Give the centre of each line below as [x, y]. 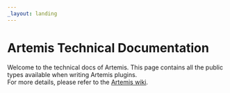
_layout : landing [32, 14]
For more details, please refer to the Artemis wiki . [77, 82]
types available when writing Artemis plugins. [72, 74]
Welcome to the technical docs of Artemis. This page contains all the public [115, 67]
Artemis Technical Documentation [108, 48]
